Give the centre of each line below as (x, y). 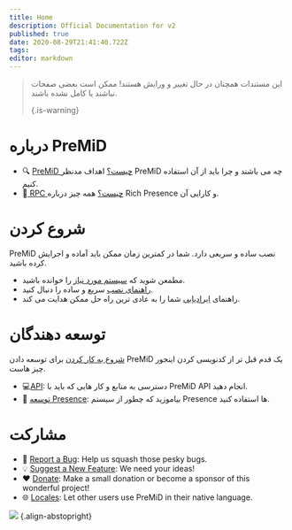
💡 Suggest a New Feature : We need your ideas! (108, 468)
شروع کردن (47, 229)
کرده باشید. (28, 263)
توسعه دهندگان (58, 335)
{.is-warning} (55, 110)
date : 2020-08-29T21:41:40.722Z (69, 42)
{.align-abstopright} (56, 516)
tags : (19, 50)
